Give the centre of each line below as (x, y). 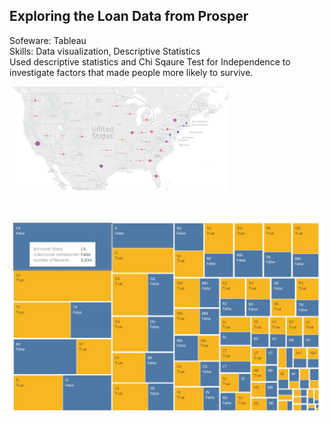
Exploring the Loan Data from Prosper (129, 16)
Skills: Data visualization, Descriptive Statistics (105, 51)
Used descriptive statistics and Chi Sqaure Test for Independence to (150, 61)
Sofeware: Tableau (48, 40)
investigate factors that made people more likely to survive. (131, 72)
